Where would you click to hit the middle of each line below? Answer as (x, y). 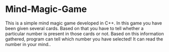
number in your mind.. (28, 44)
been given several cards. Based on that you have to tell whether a (74, 28)
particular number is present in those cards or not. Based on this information (84, 33)
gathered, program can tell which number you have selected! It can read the (84, 39)
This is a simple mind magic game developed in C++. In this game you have (84, 23)
